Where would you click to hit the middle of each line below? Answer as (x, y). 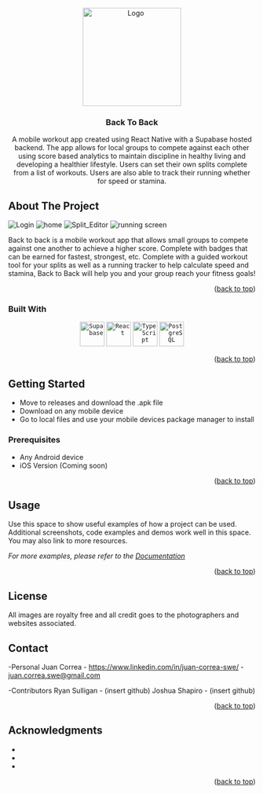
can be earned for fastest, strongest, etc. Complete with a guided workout (128, 257)
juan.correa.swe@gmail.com (54, 675)
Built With (27, 309)
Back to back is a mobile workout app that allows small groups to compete (128, 240)
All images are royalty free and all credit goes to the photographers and (124, 615)
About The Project (54, 206)
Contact (28, 648)
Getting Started (47, 384)
